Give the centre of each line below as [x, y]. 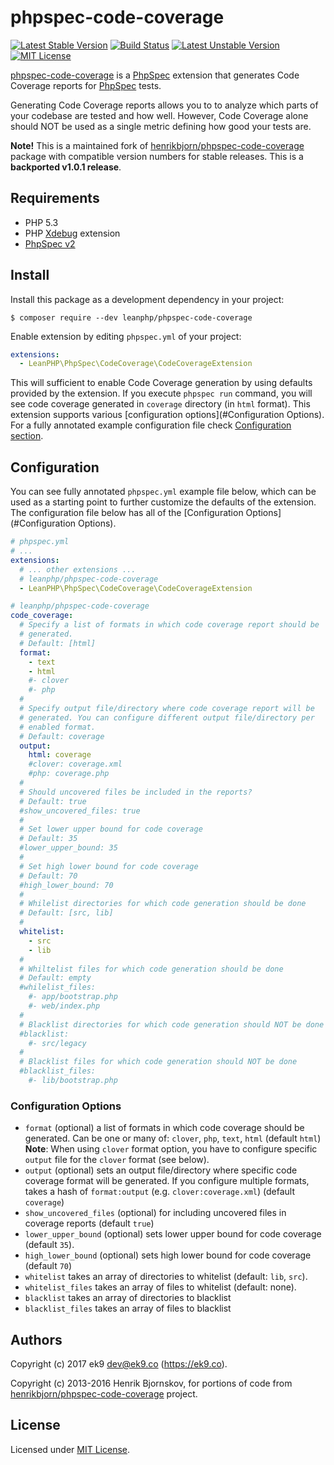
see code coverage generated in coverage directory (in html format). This [160, 404]
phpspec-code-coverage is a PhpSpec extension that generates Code [155, 75]
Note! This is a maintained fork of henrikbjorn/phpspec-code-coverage [157, 145]
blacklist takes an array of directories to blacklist [128, 1298]
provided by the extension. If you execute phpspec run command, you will [161, 393]
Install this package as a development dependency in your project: [147, 299]
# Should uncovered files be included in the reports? [136, 792]
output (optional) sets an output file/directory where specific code [161, 1170]
